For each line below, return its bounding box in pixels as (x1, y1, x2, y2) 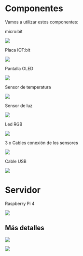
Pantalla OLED (5, 65, 34, 71)
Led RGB (5, 121, 23, 127)
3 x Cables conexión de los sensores (5, 140, 78, 146)
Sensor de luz (5, 103, 33, 109)
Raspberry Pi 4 (5, 201, 35, 206)
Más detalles (5, 224, 44, 232)
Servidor (5, 184, 41, 196)
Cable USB (5, 158, 27, 164)
